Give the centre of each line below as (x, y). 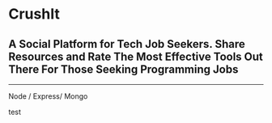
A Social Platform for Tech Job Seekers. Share (127, 44)
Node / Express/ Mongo (48, 96)
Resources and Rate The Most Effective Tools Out (136, 56)
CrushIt (34, 14)
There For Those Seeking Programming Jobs (123, 69)
